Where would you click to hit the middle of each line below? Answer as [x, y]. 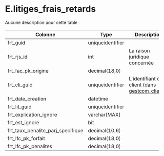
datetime [98, 98]
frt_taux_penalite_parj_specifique [45, 130]
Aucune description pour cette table [41, 22]
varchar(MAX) [104, 115]
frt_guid [16, 42]
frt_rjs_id [18, 57]
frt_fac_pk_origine [28, 71]
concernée [142, 63]
